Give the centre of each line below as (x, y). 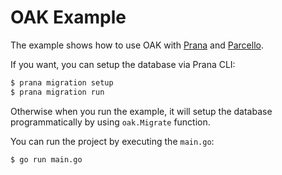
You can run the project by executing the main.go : (112, 141)
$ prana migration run (57, 92)
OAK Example (68, 17)
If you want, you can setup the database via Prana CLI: (123, 64)
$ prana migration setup (62, 82)
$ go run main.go (46, 159)
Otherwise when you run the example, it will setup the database (141, 111)
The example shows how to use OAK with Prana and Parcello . (137, 45)
